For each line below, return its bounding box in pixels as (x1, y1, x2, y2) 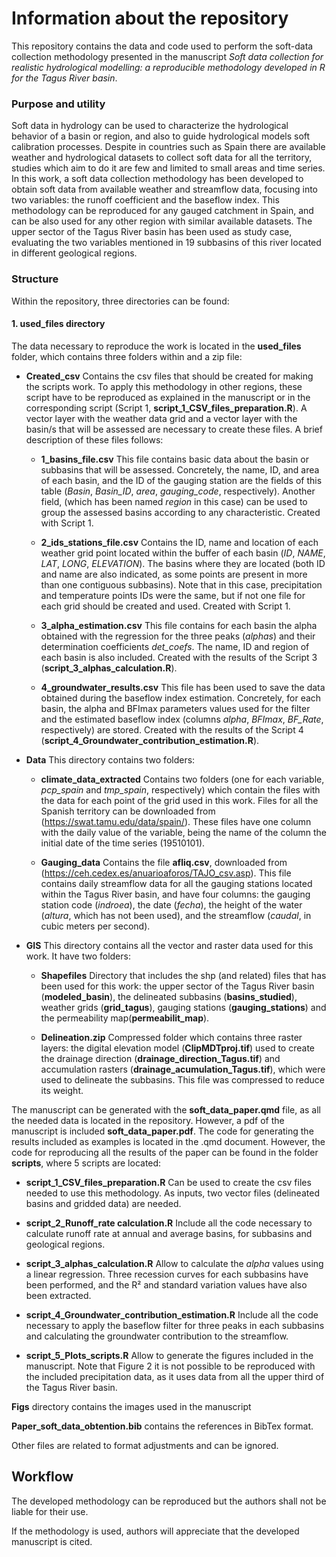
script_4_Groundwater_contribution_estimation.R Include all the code (25, 1308, 319, 1321)
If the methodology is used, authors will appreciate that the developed (11, 1525, 300, 1537)
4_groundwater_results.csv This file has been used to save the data (40, 681, 326, 693)
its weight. (40, 1084, 84, 1096)
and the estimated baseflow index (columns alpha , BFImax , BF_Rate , (40, 713, 324, 725)
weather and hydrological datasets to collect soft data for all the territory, (11, 152, 313, 164)
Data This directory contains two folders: (25, 753, 196, 766)
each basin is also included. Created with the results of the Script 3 (40, 651, 318, 663)
